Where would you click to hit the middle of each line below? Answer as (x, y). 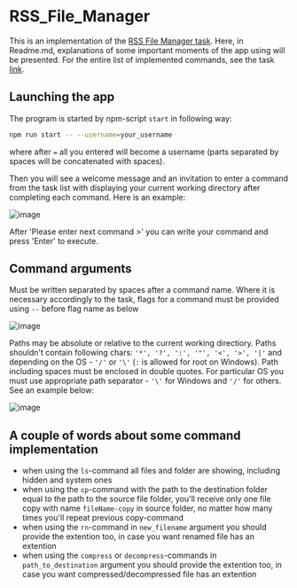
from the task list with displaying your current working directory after (135, 187)
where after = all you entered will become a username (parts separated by (144, 152)
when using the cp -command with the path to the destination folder (145, 490)
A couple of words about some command (125, 435)
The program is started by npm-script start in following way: (121, 118)
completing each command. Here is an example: (98, 197)
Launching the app (62, 97)
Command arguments (70, 269)
